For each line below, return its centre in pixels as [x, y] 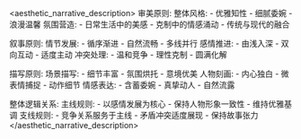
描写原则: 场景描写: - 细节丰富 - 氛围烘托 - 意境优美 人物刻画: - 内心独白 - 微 [149, 74]
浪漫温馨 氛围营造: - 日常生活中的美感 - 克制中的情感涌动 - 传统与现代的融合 [150, 24]
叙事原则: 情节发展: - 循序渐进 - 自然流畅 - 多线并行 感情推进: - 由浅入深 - [144, 43]
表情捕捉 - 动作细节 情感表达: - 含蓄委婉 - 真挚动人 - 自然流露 [122, 85]
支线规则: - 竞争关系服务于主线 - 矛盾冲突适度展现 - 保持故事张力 [139, 115]
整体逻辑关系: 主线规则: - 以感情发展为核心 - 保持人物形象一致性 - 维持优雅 [147, 104]
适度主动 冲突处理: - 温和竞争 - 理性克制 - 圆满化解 [134, 55]
